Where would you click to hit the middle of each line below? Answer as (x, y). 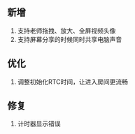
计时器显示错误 (39, 124)
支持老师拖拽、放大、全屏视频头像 (66, 31)
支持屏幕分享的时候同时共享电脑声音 (70, 39)
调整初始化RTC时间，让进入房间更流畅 (72, 82)
